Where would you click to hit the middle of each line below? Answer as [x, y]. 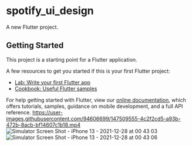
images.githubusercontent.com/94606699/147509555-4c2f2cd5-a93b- [93, 118]
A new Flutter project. [32, 27]
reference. [18, 112]
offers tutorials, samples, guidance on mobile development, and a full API [95, 106]
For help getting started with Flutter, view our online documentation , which [96, 100]
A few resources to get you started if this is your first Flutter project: [88, 71]
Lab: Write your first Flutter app [53, 82]
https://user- [48, 112]
